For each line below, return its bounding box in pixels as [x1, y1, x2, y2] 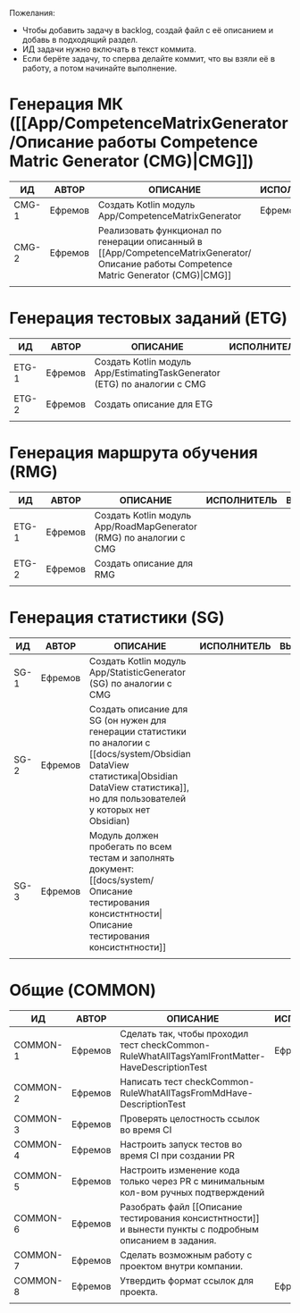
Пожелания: [9, 8, 55, 18]
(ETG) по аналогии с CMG [94, 377, 207, 390]
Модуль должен [88, 829, 159, 841]
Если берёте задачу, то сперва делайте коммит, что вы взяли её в [21, 54, 275, 63]
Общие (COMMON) [9, 980, 156, 1000]
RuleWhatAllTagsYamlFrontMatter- [120, 1049, 266, 1062]
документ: [88, 863, 134, 875]
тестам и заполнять [88, 851, 175, 863]
